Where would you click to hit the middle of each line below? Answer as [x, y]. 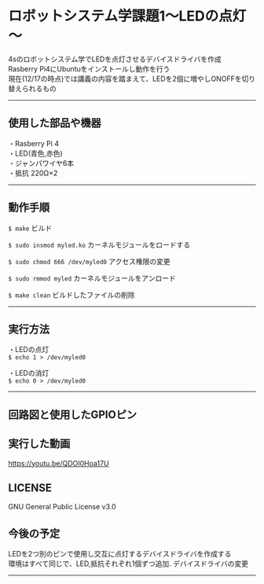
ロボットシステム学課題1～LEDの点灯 [127, 16]
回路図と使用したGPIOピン [73, 415]
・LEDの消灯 [29, 373]
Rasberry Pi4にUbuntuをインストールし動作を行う [89, 68]
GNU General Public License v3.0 [62, 507]
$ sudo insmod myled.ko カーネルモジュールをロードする [99, 244]
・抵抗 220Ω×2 [33, 173]
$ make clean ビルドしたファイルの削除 [71, 295]
